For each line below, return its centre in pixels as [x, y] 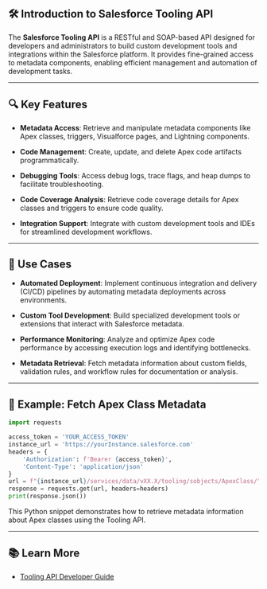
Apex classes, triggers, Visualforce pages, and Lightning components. [135, 136]
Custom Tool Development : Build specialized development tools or [130, 316]
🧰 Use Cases [40, 265]
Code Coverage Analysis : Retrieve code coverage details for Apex [129, 199]
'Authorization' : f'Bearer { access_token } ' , [97, 459]
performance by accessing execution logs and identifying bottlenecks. [135, 348]
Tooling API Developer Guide [67, 576]
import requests [35, 423]
